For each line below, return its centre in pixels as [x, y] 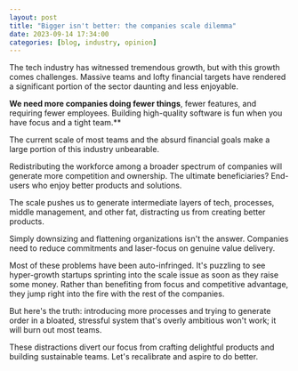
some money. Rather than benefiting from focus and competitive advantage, [149, 285]
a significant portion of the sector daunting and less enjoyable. [124, 86]
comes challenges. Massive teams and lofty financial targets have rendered [148, 77]
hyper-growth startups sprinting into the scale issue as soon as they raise [144, 275]
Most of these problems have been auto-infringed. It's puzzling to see [137, 266]
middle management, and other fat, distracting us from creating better [137, 212]
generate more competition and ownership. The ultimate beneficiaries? [139, 176]
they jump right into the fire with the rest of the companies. [117, 294]
